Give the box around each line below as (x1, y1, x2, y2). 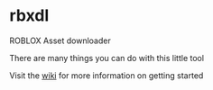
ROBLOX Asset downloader (9, 35, 111, 46)
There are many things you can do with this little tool (9, 52, 205, 63)
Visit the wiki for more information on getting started (9, 69, 204, 81)
